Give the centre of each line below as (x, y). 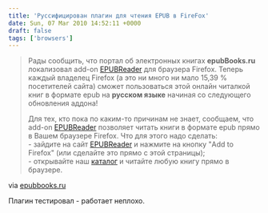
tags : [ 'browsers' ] (41, 38)
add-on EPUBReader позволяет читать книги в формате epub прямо (144, 127)
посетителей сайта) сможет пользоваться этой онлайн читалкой (139, 86)
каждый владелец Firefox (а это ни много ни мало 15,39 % (128, 78)
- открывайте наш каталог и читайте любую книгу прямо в (128, 162)
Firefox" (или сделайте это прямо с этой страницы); (116, 153)
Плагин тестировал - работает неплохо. (77, 201)
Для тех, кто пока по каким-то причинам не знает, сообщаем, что (141, 119)
